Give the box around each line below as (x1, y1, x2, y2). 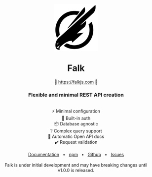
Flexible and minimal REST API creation (28, 91, 124, 98)
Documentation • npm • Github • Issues (28, 151, 124, 157)
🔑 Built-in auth (61, 115, 91, 121)
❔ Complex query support (49, 128, 103, 134)
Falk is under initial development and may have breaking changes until (4, 162, 148, 168)
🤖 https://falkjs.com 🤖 (54, 79, 98, 85)
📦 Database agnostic (54, 120, 98, 126)
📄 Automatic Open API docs (47, 133, 105, 139)
